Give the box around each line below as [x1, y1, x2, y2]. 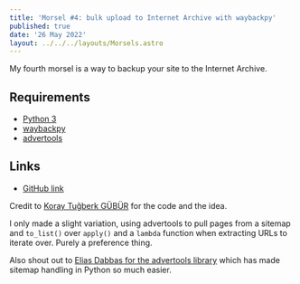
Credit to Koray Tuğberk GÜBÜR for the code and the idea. [9, 200, 228, 211]
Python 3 [22, 114, 57, 125]
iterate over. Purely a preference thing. [9, 237, 153, 248]
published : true [9, 22, 70, 31]
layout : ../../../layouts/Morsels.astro [9, 38, 164, 48]
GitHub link [22, 183, 65, 194]
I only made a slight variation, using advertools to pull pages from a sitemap [9, 218, 291, 229]
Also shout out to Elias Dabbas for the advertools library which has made [9, 254, 280, 265]
